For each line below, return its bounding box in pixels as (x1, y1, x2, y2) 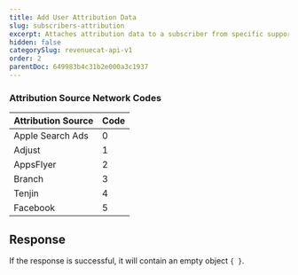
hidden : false (9, 37, 62, 47)
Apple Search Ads (13, 130, 89, 142)
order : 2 (9, 54, 42, 63)
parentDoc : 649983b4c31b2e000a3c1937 (9, 63, 149, 72)
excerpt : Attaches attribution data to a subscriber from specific (9, 29, 264, 38)
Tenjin (13, 187, 40, 200)
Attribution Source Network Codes (9, 91, 162, 104)
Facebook (13, 201, 56, 214)
